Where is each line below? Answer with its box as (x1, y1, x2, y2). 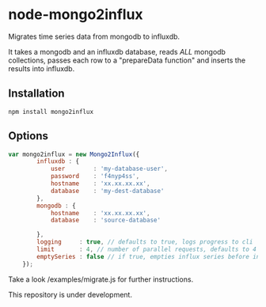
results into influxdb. (8, 63, 75, 73)
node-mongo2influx (8, 6, 144, 24)
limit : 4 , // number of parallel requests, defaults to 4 (36, 245, 257, 254)
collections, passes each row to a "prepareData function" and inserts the (8, 55, 246, 65)
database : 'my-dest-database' (50, 187, 165, 195)
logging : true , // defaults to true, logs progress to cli (36, 238, 253, 246)
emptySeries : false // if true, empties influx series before (36, 252, 249, 260)
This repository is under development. (8, 290, 133, 299)
